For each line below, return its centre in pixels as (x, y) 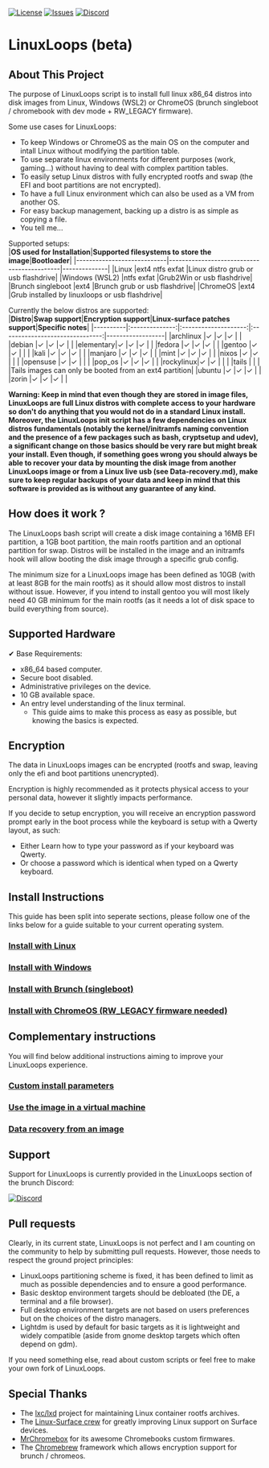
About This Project (56, 74)
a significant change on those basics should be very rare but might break (133, 446)
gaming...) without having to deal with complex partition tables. (124, 168)
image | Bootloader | (40, 261)
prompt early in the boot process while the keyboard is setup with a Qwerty (133, 822)
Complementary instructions (82, 1037)
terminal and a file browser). (67, 1301)
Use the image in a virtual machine (77, 1107)
